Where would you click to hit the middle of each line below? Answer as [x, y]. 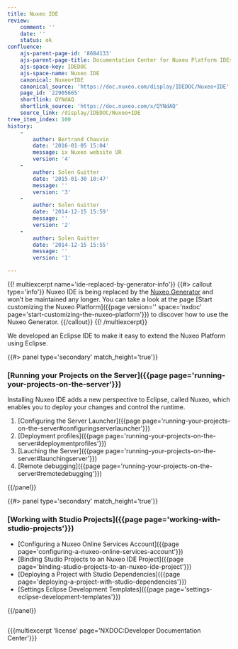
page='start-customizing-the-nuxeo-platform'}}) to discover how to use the [118, 314]
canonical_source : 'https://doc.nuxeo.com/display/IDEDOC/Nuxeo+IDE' [125, 87]
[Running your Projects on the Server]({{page [87, 375]
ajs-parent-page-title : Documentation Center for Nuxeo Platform [119, 60]
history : [20, 126]
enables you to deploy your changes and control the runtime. [96, 407]
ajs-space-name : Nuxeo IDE [60, 73]
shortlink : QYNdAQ [47, 100]
